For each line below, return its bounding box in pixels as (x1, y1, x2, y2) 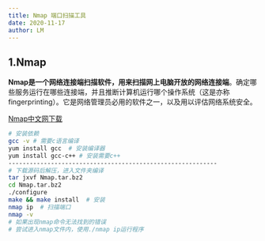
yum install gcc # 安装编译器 (8, 144, 105, 153)
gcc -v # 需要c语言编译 (8, 137, 79, 145)
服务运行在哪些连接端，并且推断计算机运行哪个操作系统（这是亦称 (14, 88, 230, 97)
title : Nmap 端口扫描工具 (8, 11, 87, 20)
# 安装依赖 (8, 130, 40, 138)
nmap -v (8, 210, 34, 218)
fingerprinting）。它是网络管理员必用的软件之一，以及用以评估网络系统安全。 (8, 97, 257, 107)
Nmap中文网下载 (8, 114, 63, 123)
